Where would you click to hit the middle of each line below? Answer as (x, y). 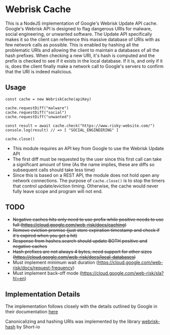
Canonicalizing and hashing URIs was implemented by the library (73, 321)
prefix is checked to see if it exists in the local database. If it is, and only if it (84, 61)
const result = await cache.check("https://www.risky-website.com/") (80, 126)
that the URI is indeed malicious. (39, 71)
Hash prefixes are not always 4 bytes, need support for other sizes (82, 252)
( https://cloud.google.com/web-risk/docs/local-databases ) (74, 257)
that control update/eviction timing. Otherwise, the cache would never (85, 186)
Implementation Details (43, 294)
